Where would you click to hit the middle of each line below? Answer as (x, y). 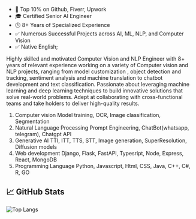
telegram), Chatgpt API (43, 134)
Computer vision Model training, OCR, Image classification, (88, 115)
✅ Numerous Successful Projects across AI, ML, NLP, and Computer (99, 34)
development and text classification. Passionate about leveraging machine (98, 84)
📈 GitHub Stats (35, 192)
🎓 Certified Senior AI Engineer (53, 16)
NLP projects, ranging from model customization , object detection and (94, 71)
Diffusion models (36, 147)
